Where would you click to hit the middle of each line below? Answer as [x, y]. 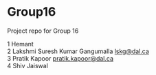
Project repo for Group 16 [43, 31]
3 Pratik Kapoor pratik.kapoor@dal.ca [60, 58]
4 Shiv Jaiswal [27, 65]
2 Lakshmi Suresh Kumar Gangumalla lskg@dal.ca [78, 51]
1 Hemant [21, 44]
